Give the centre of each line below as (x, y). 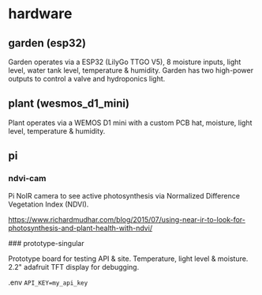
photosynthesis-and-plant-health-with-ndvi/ (80, 228)
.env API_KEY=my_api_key (48, 282)
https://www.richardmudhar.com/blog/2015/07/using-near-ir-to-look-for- (127, 219)
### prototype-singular (46, 243)
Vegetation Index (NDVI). (49, 204)
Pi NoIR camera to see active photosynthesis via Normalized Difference (124, 195)
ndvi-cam (27, 179)
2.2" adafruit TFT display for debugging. (74, 267)
